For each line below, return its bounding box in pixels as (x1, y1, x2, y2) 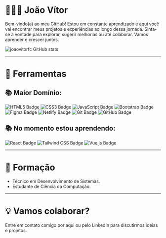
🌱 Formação (5, 162, 55, 173)
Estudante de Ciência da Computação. (12, 183, 91, 190)
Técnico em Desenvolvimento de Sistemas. (12, 178, 100, 184)
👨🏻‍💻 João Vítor (5, 4, 68, 16)
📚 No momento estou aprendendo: (5, 124, 116, 133)
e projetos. (5, 227, 27, 233)
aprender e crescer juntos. (5, 37, 59, 43)
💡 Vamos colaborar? (5, 205, 90, 217)
